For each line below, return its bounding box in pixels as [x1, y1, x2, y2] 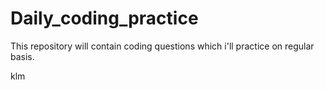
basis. [10, 50, 35, 62]
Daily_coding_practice [10, 7, 199, 30]
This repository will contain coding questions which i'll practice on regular [10, 40, 315, 52]
